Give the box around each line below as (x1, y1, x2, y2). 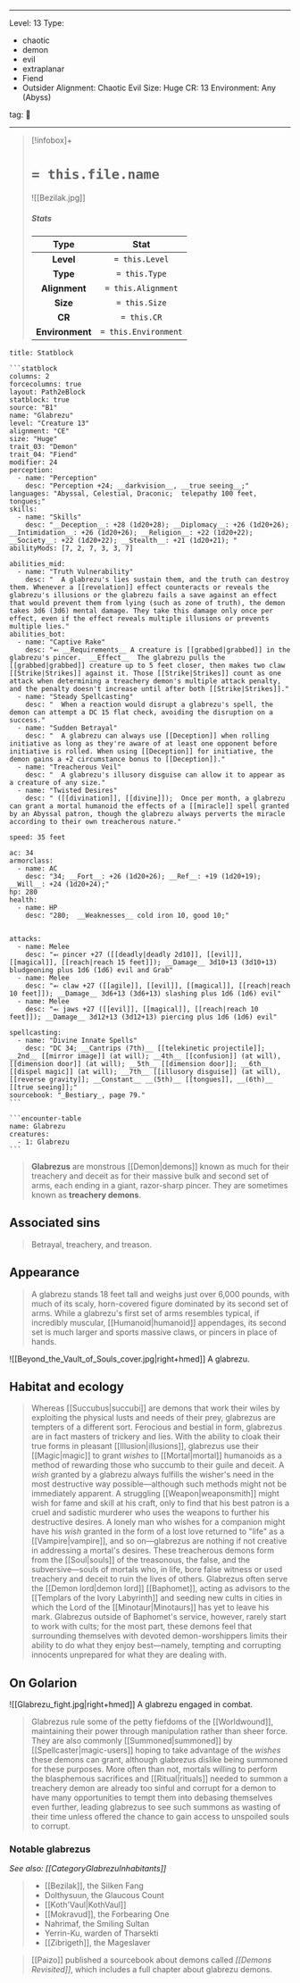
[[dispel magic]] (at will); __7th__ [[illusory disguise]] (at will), (9, 1067, 281, 1076)
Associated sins (9, 1215, 101, 1230)
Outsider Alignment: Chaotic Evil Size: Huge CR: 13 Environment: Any (21, 82, 277, 93)
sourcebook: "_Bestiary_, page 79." (9, 1090, 146, 1099)
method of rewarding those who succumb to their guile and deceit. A (30, 1460, 285, 1471)
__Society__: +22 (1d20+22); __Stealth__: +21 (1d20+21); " (9, 536, 238, 545)
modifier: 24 (9, 457, 58, 467)
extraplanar (21, 63, 65, 74)
